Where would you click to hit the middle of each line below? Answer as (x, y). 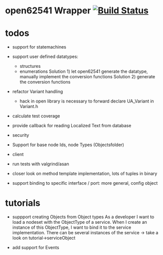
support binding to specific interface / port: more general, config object (85, 183)
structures (30, 66)
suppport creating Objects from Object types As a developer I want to (83, 217)
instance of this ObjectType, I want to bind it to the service (72, 227)
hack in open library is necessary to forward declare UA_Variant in (87, 101)
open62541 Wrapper (48, 11)
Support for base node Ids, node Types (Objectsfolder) (68, 145)
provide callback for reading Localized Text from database (72, 126)
